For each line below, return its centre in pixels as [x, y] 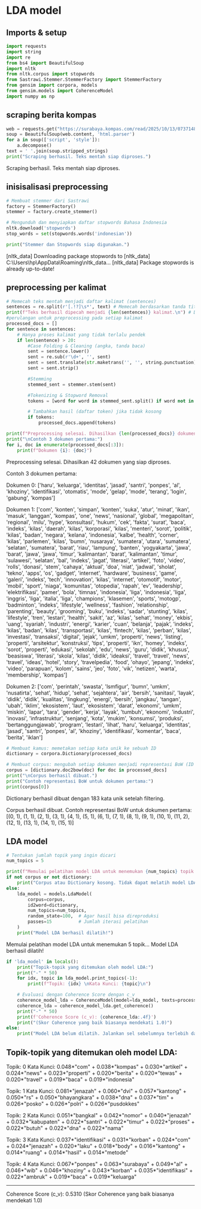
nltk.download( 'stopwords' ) [41, 228]
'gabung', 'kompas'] [31, 498]
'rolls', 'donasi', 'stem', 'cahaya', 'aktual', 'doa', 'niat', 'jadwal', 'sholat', [91, 566]
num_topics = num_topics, [57, 911]
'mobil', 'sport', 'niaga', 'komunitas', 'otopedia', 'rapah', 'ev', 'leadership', [95, 586]
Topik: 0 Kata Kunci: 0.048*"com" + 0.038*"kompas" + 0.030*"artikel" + [97, 1066]
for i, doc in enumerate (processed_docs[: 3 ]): [65, 445]
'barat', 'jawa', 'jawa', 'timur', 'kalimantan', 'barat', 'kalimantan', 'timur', [92, 554]
